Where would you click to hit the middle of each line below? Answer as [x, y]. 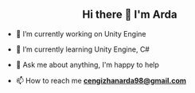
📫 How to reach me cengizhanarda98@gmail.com [101, 80]
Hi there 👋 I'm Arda [130, 15]
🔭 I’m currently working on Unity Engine [81, 33]
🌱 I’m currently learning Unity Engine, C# [82, 49]
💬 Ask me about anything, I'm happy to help [87, 64]
